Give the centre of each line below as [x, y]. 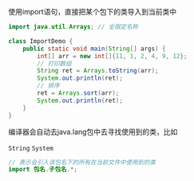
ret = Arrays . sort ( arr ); [78, 93]
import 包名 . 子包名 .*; [43, 170]
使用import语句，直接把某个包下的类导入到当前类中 [93, 12]
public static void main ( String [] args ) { [94, 49]
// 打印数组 [54, 63]
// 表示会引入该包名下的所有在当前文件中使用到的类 [82, 162]
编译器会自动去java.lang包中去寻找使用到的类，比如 [93, 132]
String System [31, 148]
